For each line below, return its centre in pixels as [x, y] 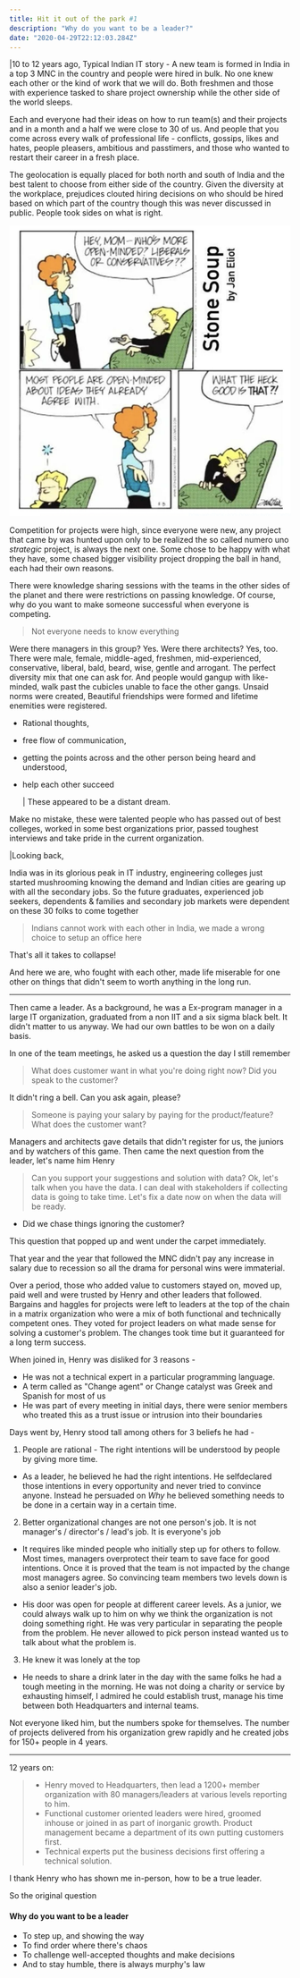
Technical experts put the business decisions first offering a [154, 1852]
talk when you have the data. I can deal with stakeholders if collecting [159, 1188]
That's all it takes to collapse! [63, 955]
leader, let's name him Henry [62, 1161]
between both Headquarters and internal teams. [110, 1706]
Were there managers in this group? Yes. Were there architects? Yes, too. [144, 649]
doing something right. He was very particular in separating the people [152, 1624]
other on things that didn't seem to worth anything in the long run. [130, 982]
